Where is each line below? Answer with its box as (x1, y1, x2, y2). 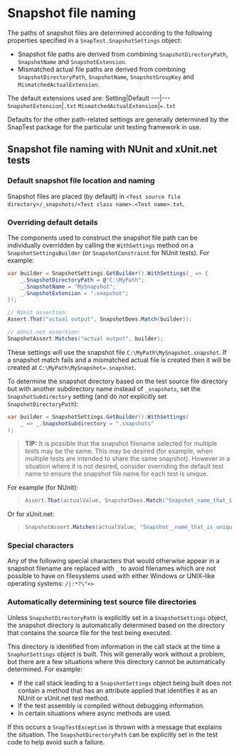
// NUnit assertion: (7, 309, 69, 316)
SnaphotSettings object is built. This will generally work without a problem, (7, 649, 225, 658)
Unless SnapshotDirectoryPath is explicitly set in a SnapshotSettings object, (7, 613, 228, 621)
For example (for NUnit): (7, 484, 78, 492)
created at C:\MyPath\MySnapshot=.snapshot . (7, 363, 137, 371)
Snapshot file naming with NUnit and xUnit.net (7, 144, 218, 156)
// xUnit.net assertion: (7, 329, 81, 336)
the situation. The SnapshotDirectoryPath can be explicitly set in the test (7, 730, 218, 739)
